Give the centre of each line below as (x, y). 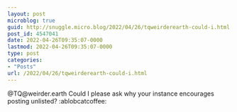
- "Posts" (22, 67)
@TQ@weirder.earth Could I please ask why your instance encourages (111, 94)
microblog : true (31, 21)
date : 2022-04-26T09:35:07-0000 (55, 40)
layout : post (27, 14)
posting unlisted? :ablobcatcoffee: (57, 101)
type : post (23, 54)
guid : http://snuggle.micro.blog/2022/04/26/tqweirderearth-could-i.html (119, 27)
